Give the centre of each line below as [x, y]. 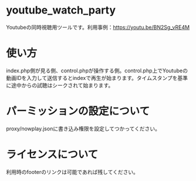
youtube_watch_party [61, 10]
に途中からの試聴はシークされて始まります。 [60, 85]
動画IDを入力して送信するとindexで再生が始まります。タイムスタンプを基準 [97, 78]
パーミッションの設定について [78, 111]
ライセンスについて [52, 155]
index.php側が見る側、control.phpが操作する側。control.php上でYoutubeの [97, 71]
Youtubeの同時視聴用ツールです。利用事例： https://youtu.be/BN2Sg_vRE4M [98, 27]
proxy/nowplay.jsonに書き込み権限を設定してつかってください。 [83, 128]
